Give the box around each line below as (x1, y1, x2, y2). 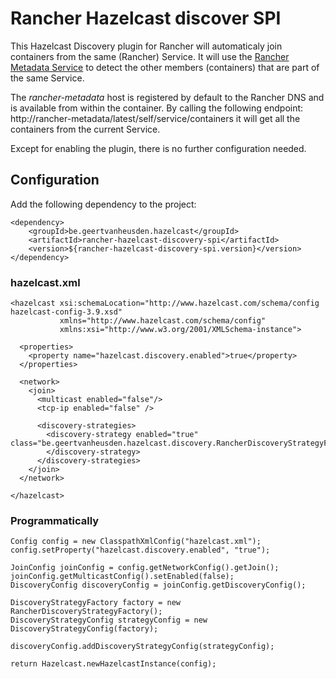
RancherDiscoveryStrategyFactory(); (10, 607, 163, 617)
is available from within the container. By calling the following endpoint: (10, 102, 304, 114)
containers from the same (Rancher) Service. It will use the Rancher (10, 50, 290, 62)
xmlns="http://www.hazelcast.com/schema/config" (59, 316, 267, 326)
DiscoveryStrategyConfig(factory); (10, 624, 159, 634)
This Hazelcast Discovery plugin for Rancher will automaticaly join (10, 40, 283, 52)
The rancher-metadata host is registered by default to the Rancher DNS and (10, 91, 325, 103)
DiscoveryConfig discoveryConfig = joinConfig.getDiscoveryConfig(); (10, 580, 307, 591)
